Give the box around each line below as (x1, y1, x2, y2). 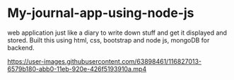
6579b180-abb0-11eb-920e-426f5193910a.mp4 (7, 64, 147, 73)
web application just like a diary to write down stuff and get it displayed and (7, 28, 228, 37)
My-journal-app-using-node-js (7, 5, 194, 21)
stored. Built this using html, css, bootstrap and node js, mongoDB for (7, 35, 210, 44)
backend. (7, 43, 35, 52)
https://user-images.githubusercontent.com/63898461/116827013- (7, 57, 201, 65)
